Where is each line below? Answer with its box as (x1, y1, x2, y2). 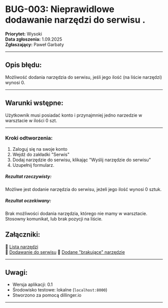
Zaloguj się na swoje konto (12, 146, 67, 152)
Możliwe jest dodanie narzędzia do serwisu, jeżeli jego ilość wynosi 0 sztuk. (5, 186, 162, 192)
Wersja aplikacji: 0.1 (12, 281, 53, 287)
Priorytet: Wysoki (5, 31, 42, 37)
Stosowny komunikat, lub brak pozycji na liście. (5, 216, 102, 222)
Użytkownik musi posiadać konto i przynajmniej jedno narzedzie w (5, 112, 142, 118)
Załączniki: (5, 230, 40, 239)
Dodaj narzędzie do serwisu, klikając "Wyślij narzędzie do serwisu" (12, 157, 151, 163)
